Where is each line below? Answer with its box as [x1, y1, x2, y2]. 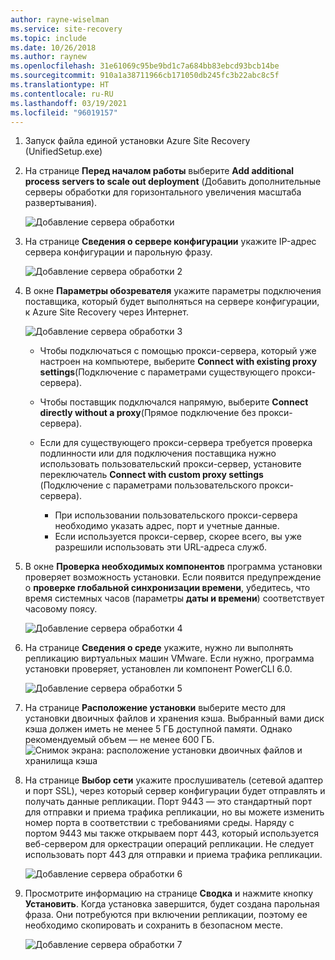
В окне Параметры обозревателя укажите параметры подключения [24, 285, 322, 297]
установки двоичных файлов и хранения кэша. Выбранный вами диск [24, 712, 325, 725]
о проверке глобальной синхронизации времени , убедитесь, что [24, 582, 311, 594]
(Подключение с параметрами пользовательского [39, 479, 257, 491]
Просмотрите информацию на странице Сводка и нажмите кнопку [24, 887, 314, 900]
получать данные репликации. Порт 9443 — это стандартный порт [24, 796, 313, 808]
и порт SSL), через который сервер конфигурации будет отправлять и [24, 785, 326, 797]
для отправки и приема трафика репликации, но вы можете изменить [24, 806, 325, 818]
